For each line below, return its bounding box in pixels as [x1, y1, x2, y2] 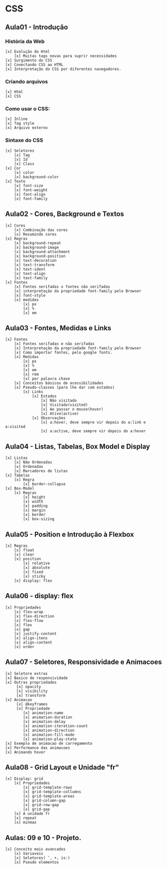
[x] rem [23, 372, 39, 377]
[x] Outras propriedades [5, 679, 57, 685]
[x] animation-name [23, 710, 64, 715]
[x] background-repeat [14, 240, 61, 245]
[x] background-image [14, 245, 59, 250]
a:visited [5, 425, 26, 430]
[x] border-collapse [23, 482, 66, 487]
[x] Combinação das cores [14, 227, 68, 232]
